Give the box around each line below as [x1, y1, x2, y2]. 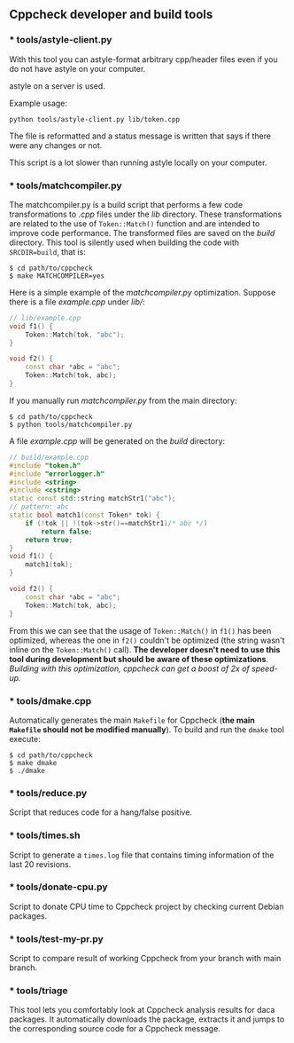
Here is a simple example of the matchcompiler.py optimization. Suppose [9, 287, 276, 297]
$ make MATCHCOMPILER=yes [9, 271, 104, 281]
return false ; [41, 527, 93, 536]
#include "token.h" [9, 461, 81, 470]
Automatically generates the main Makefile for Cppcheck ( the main [9, 715, 255, 725]
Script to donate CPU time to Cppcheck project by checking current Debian [9, 901, 284, 912]
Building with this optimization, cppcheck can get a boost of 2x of [9, 663, 250, 674]
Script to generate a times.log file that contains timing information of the [9, 849, 275, 860]
